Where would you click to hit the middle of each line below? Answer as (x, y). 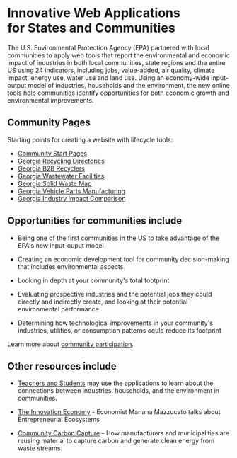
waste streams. (40, 448)
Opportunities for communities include (95, 221)
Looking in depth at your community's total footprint (93, 280)
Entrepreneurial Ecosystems (59, 420)
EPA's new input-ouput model (60, 245)
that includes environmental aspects (70, 266)
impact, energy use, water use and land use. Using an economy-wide (109, 78)
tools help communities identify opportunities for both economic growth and (118, 93)
